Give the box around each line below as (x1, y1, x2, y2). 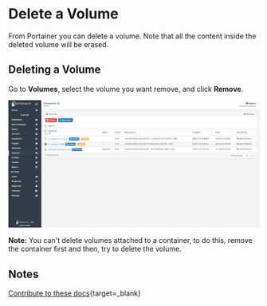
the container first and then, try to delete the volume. (8, 244, 182, 254)
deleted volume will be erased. (8, 39, 109, 49)
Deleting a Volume (8, 63, 101, 77)
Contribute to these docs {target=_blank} (8, 288, 142, 298)
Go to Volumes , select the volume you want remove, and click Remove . (8, 84, 244, 93)
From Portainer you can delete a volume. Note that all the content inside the (8, 31, 257, 41)
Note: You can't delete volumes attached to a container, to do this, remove (8, 236, 253, 245)
